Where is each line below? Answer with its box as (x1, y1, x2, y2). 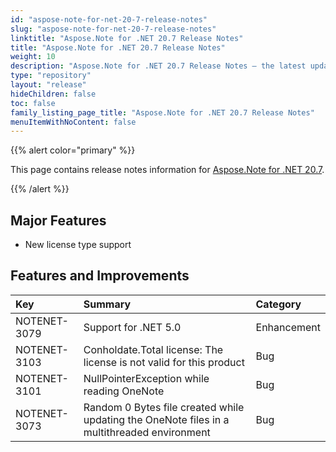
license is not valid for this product (83, 355, 245, 369)
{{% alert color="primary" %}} (10, 144, 136, 156)
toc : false (10, 98, 56, 108)
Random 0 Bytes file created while (83, 400, 245, 414)
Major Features (10, 212, 107, 229)
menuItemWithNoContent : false (10, 117, 137, 127)
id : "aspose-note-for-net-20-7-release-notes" (10, 14, 208, 25)
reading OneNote (83, 384, 165, 398)
